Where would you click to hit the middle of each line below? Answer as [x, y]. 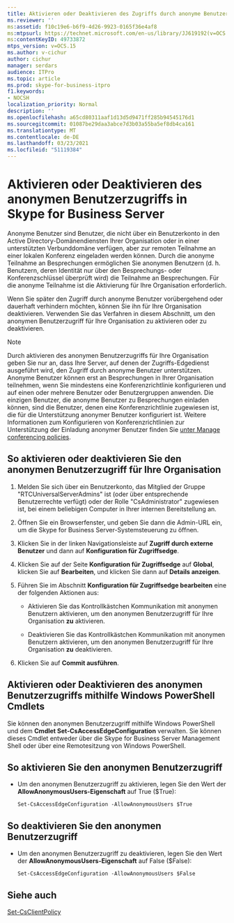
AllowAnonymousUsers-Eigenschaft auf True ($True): [96, 792]
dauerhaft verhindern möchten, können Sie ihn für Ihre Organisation [104, 306]
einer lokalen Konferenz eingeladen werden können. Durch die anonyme [111, 255]
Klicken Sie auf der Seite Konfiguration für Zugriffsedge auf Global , [116, 564]
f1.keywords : [26, 91]
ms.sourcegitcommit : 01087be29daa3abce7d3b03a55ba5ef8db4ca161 [101, 124]
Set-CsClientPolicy [34, 912]
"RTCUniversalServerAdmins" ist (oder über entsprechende [103, 494]
